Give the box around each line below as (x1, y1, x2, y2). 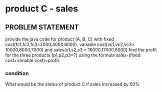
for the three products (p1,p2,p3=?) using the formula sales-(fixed (5, 52, 141, 58)
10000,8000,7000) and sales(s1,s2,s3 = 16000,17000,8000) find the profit (5, 47, 157, 52)
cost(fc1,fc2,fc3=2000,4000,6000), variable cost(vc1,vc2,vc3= (5, 41, 135, 47)
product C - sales (5, 3, 78, 14)
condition (5, 69, 29, 76)
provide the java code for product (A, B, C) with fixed (5, 36, 114, 42)
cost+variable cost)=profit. (5, 57, 60, 63)
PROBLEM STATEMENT (5, 23, 79, 31)
